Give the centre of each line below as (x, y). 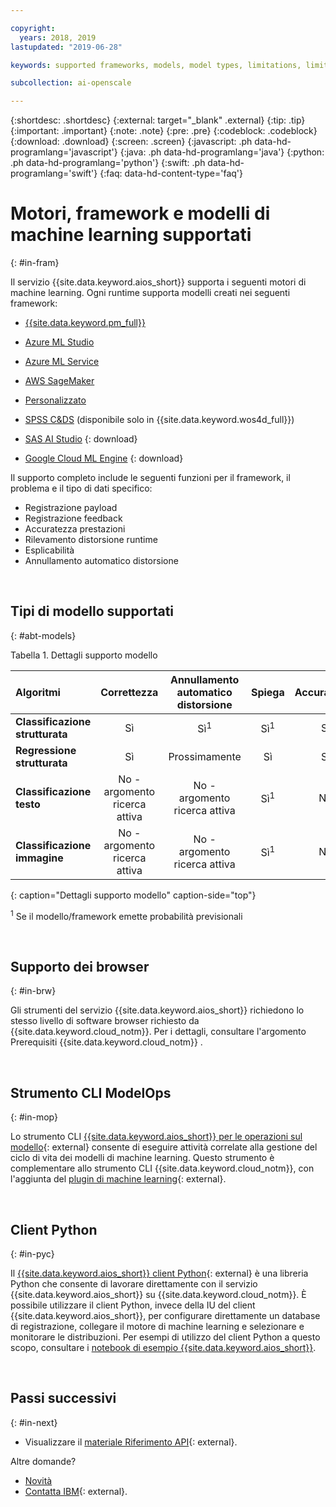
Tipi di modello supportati (92, 611)
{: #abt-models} (43, 635)
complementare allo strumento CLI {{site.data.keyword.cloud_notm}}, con (162, 1168)
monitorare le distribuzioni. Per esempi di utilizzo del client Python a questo (165, 1337)
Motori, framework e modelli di (140, 213)
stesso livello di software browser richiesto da (105, 1021)
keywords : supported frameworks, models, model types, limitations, (156, 65)
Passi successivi (63, 1398)
